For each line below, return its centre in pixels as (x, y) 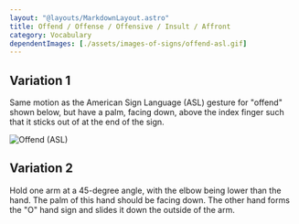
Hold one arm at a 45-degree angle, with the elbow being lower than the (145, 190)
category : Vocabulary (51, 35)
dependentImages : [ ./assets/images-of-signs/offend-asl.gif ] (128, 43)
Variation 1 (40, 80)
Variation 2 (41, 169)
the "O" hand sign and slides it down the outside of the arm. (122, 209)
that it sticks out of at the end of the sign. (87, 122)
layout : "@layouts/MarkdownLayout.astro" (90, 18)
